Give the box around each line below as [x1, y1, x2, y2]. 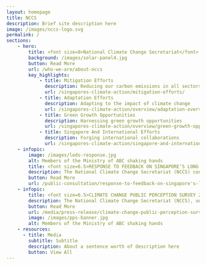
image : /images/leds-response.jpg [28, 152, 116, 158]
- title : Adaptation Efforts [39, 95, 114, 101]
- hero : [17, 44, 37, 50]
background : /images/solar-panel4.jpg [28, 55, 128, 61]
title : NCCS [6, 15, 37, 21]
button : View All [28, 249, 72, 255]
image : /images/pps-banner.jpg [28, 215, 109, 221]
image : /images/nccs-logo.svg [6, 26, 84, 33]
